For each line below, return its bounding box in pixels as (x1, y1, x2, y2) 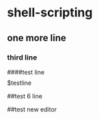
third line (7, 53, 38, 62)
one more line (7, 32, 66, 44)
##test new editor (7, 105, 57, 114)
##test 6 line (7, 92, 43, 100)
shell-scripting (7, 5, 93, 21)
